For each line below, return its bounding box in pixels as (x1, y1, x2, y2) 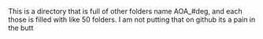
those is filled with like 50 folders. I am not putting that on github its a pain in (8, 15, 256, 24)
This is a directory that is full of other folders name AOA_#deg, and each (8, 7, 243, 16)
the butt (8, 23, 34, 32)
